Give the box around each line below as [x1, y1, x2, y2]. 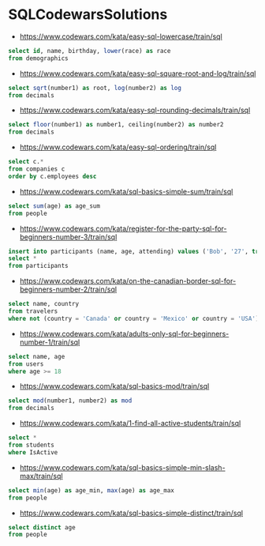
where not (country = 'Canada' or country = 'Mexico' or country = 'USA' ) [8, 314, 259, 322]
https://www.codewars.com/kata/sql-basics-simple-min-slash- [19, 462, 226, 472]
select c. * [8, 158, 44, 166]
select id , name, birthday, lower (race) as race [8, 47, 171, 55]
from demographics [8, 54, 69, 62]
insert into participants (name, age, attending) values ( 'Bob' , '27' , [8, 247, 248, 255]
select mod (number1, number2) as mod [8, 397, 132, 405]
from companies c [8, 165, 65, 173]
